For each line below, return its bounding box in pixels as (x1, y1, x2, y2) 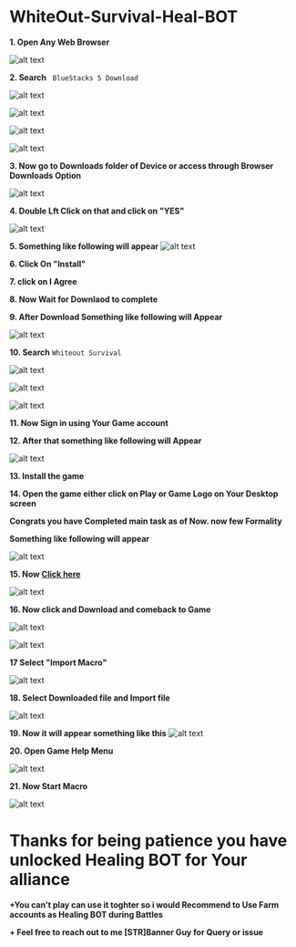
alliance (9, 869, 70, 890)
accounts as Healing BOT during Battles (9, 909, 164, 920)
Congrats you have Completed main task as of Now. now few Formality (9, 515, 282, 526)
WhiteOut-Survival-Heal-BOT (9, 6, 239, 27)
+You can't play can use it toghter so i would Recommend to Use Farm (9, 899, 280, 910)
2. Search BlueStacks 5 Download (9, 71, 138, 83)
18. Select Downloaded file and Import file (9, 692, 170, 703)
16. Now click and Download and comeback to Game (9, 604, 211, 615)
